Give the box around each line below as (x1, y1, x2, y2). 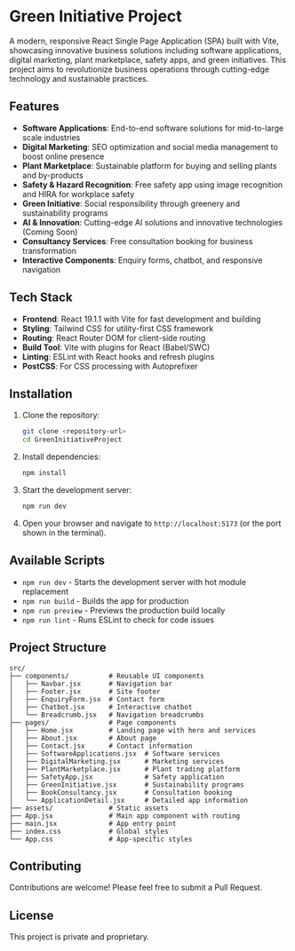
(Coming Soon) (21, 226, 78, 237)
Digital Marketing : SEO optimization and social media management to (21, 141, 278, 152)
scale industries (21, 131, 81, 143)
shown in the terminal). (21, 527, 107, 538)
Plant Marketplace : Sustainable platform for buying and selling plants (21, 160, 277, 170)
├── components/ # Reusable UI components (9, 671, 204, 680)
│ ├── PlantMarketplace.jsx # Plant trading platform (9, 765, 241, 773)
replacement (21, 586, 69, 597)
